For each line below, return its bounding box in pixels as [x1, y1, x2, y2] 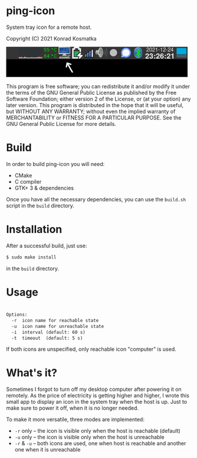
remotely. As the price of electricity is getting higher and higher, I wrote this [6, 391, 190, 399]
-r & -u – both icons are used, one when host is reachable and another [14, 440, 186, 447]
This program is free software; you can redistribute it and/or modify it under [6, 82, 191, 89]
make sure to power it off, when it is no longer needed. [6, 404, 139, 411]
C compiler [14, 178, 42, 185]
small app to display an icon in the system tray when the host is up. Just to [6, 398, 188, 405]
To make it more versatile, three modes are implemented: [6, 416, 145, 423]
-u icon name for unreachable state [11, 323, 104, 329]
